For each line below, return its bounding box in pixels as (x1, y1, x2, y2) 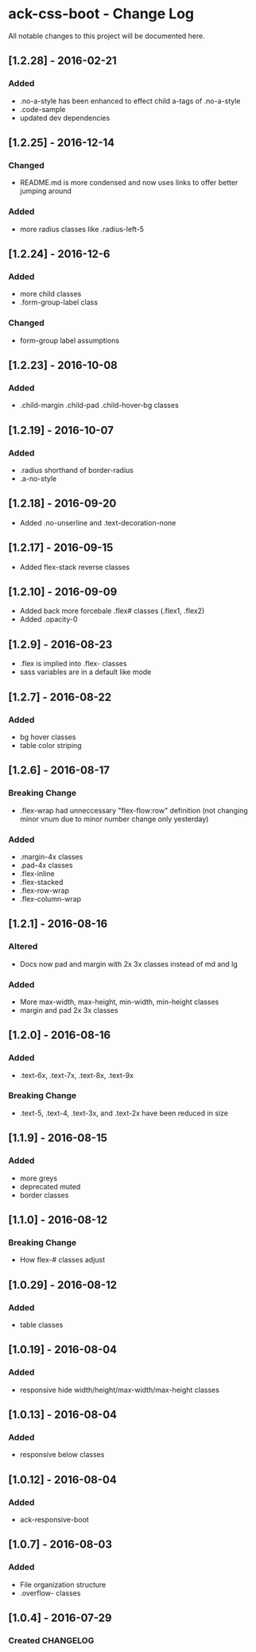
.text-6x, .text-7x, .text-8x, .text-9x (19, 1070, 134, 1080)
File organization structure (19, 1580, 107, 1589)
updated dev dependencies (19, 113, 111, 122)
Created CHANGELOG (8, 1635, 95, 1646)
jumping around (19, 186, 72, 196)
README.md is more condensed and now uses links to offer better (19, 178, 239, 188)
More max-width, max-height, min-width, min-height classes (19, 997, 219, 1006)
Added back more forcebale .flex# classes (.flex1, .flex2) (19, 606, 205, 616)
